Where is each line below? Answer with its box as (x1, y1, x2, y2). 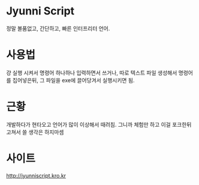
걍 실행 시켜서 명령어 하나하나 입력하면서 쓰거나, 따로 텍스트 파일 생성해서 (6, 69, 177, 76)
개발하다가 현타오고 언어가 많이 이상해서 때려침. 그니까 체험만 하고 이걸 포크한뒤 (6, 121, 192, 128)
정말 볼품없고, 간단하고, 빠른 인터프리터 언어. (6, 25, 110, 32)
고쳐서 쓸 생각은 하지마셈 (6, 128, 64, 136)
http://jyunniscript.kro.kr (6, 172, 67, 179)
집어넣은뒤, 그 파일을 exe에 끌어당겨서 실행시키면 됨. (12, 76, 135, 83)
